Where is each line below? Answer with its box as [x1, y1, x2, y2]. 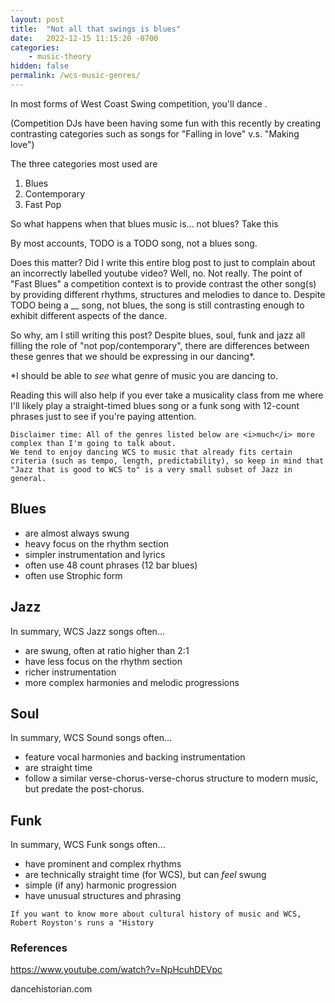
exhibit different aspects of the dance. [10, 309, 168, 321]
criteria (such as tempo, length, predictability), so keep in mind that [10, 456, 325, 466]
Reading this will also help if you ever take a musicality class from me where [10, 389, 324, 401]
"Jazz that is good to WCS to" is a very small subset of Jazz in [10, 464, 293, 475]
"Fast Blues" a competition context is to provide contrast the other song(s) [10, 277, 317, 290]
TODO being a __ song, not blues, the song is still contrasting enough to [10, 299, 305, 311]
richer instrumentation [24, 666, 117, 678]
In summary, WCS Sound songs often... [10, 732, 173, 744]
